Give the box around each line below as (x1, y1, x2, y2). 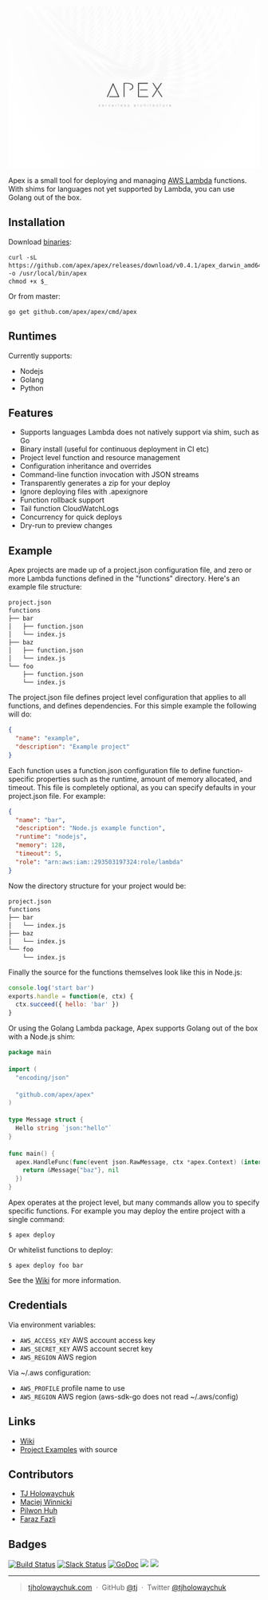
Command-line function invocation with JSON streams (19, 470, 199, 479)
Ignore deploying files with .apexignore (19, 486, 148, 497)
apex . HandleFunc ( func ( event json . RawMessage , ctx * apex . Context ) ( (15, 1157, 245, 1166)
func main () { (8, 1149, 56, 1157)
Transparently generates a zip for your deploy (19, 478, 171, 488)
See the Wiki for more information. (8, 1276, 121, 1284)
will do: (8, 709, 32, 719)
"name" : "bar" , (15, 816, 66, 824)
